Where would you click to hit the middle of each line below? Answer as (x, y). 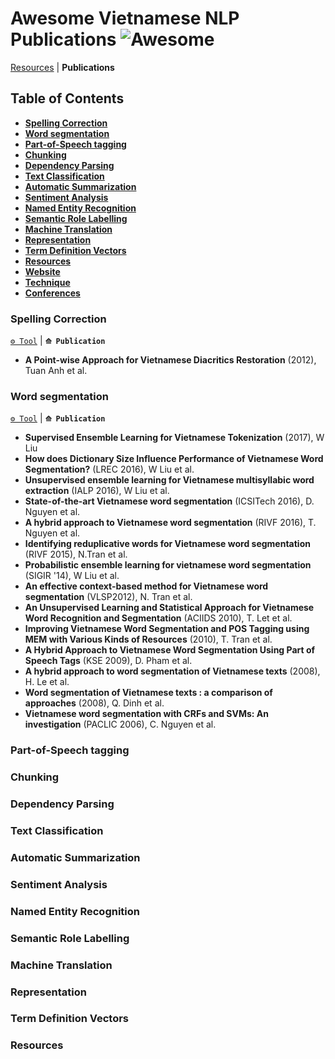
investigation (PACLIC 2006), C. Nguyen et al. (120, 724)
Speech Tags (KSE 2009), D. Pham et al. (108, 661)
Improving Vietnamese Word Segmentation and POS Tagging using (167, 629)
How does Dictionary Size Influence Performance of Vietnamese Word (174, 459)
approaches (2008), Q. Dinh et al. (94, 703)
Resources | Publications (62, 67)
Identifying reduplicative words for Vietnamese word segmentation (167, 544)
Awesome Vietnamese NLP (125, 18)
